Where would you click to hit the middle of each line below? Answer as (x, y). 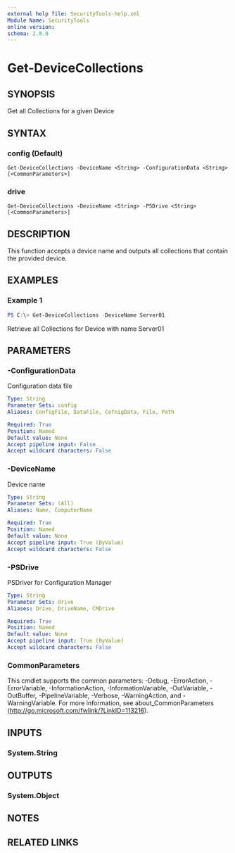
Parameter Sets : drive (40, 602)
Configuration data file (40, 386)
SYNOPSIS (31, 94)
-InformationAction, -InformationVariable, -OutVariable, (129, 688)
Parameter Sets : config (42, 405)
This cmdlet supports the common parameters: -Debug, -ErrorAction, (108, 681)
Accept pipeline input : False (52, 444)
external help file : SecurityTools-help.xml (74, 14)
